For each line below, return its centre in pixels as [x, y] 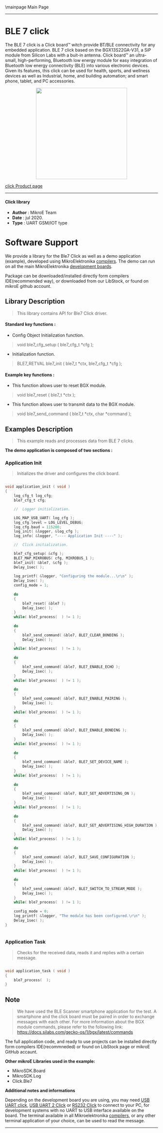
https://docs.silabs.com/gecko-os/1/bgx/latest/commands [75, 1032]
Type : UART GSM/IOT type [40, 223]
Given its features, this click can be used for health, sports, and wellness [78, 71]
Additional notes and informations [40, 1091]
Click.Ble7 [22, 1081]
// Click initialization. [41, 545]
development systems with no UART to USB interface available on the [75, 1111]
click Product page [24, 186]
